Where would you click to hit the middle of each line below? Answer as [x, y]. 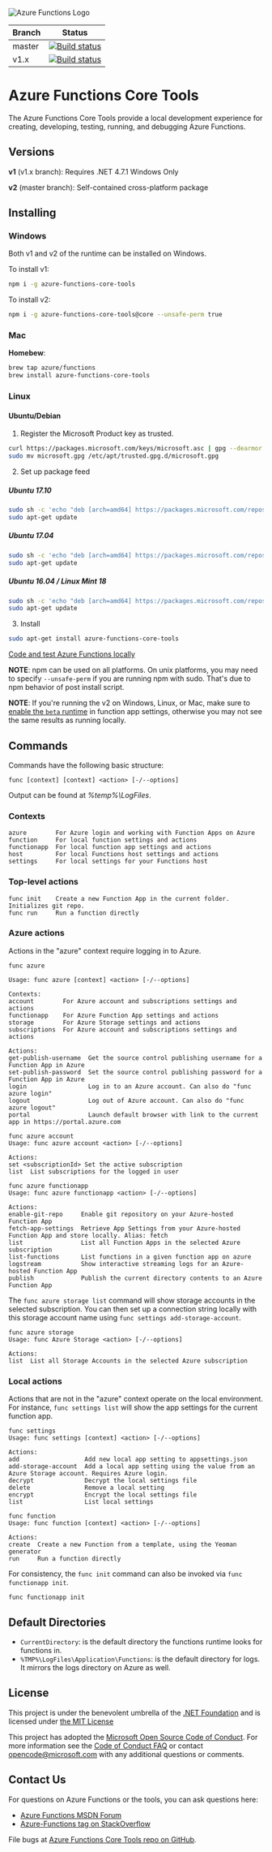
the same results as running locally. [68, 720]
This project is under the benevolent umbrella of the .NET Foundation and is [134, 1712]
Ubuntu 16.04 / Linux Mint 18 [57, 581]
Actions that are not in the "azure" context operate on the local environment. [136, 1399]
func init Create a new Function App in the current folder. [119, 898]
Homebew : [27, 353]
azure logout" [32, 1108]
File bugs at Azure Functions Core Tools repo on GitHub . [102, 1839]
